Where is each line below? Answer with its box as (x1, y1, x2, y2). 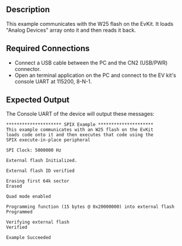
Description (6, 5, 50, 15)
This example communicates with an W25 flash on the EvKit (6, 127, 154, 133)
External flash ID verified (6, 168, 75, 174)
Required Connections (6, 43, 90, 53)
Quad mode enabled (6, 194, 51, 200)
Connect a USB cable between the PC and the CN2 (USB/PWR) (14, 59, 168, 66)
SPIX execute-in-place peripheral (6, 137, 91, 143)
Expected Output (6, 95, 70, 105)
